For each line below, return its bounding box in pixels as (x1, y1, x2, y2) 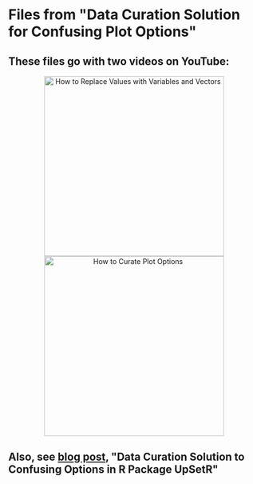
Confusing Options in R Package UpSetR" (8, 462, 219, 477)
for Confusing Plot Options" (8, 22, 197, 41)
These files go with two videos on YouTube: (8, 54, 230, 68)
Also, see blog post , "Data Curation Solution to (8, 450, 245, 464)
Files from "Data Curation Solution (8, 6, 241, 24)
